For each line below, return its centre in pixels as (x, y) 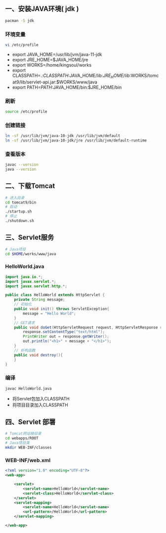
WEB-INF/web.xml (28, 460)
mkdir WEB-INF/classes (28, 448)
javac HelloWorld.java (28, 389)
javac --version (22, 165)
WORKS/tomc (145, 75)
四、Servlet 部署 (30, 422)
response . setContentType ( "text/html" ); (64, 332)
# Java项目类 (17, 443)
